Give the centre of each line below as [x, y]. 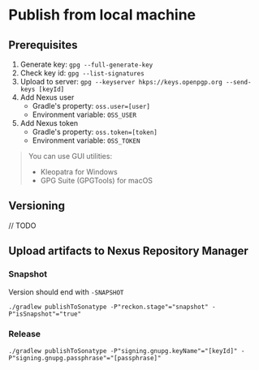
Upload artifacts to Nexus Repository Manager [129, 251]
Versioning [37, 206]
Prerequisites [43, 45]
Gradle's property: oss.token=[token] [95, 132]
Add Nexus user [47, 97]
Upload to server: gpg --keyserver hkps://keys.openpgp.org [121, 82]
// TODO [22, 226]
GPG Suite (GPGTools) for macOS [96, 181]
